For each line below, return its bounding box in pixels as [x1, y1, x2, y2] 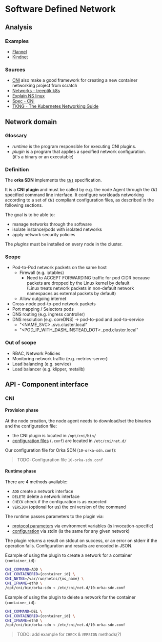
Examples [5, 38, 29, 45]
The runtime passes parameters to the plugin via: [5, 514, 104, 519]
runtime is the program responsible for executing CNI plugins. [12, 143, 137, 149]
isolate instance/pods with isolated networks [12, 226, 102, 232]
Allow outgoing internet [19, 296, 67, 302]
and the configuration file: [5, 423, 57, 429]
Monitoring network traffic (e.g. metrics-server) [12, 355, 108, 361]
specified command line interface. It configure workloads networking [5, 192, 144, 198]
